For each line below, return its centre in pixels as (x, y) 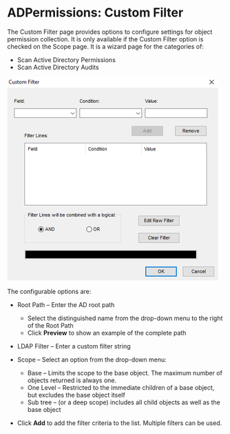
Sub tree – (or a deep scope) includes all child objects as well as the (124, 402)
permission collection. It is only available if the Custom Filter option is (105, 39)
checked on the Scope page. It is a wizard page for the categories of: (106, 46)
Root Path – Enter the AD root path (66, 304)
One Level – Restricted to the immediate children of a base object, (121, 387)
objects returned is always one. (72, 380)
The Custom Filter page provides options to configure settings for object (110, 32)
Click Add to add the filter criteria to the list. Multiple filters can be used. (119, 423)
